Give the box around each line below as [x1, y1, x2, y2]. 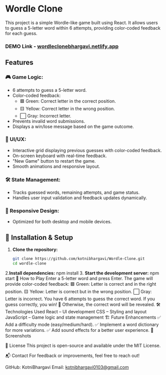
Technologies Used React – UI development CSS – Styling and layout [5, 309, 147, 314]
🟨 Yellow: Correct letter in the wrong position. [19, 105, 115, 111]
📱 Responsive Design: [5, 207, 59, 214]
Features [5, 58, 33, 67]
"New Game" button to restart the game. [12, 158, 96, 164]
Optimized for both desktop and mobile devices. [12, 219, 112, 225]
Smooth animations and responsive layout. [12, 163, 100, 169]
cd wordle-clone [12, 261, 46, 266]
